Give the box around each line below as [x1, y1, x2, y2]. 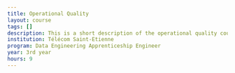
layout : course [7, 17, 52, 24]
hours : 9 [7, 56, 33, 63]
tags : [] [7, 23, 33, 30]
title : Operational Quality [7, 10, 90, 17]
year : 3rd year [7, 49, 52, 56]
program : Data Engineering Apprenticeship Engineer [7, 42, 161, 49]
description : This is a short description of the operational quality [7, 29, 218, 37]
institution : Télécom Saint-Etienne [7, 36, 114, 43]
